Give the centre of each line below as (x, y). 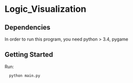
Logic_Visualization (45, 9)
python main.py (25, 76)
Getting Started (29, 55)
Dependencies (27, 27)
